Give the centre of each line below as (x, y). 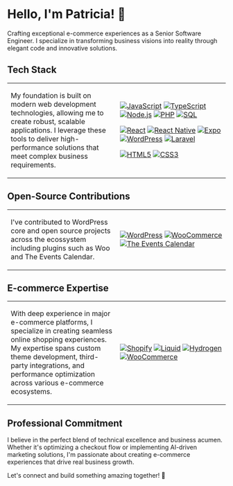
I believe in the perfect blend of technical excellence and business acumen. (115, 440)
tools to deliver (35, 139)
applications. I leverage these (58, 130)
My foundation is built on (51, 95)
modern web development (54, 104)
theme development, (44, 357)
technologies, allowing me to (57, 112)
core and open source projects (61, 230)
